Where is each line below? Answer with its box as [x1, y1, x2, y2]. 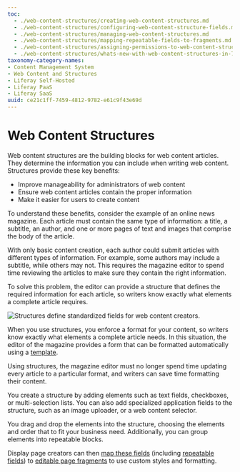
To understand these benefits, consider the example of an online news [7, 209, 216, 218]
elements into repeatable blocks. [7, 435, 104, 443]
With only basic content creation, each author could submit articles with [7, 246, 219, 254]
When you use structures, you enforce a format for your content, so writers [7, 325, 229, 333]
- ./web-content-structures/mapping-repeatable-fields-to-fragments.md [14, 37, 232, 44]
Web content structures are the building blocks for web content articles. [7, 151, 219, 159]
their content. [7, 376, 47, 386]
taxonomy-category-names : [7, 57, 84, 64]
